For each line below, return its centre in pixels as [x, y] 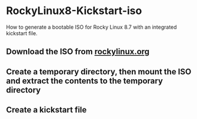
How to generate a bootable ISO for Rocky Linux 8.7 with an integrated [92, 27]
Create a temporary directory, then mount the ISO [99, 72]
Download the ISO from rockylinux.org [78, 52]
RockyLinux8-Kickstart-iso [74, 11]
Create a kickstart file [46, 110]
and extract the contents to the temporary [85, 81]
